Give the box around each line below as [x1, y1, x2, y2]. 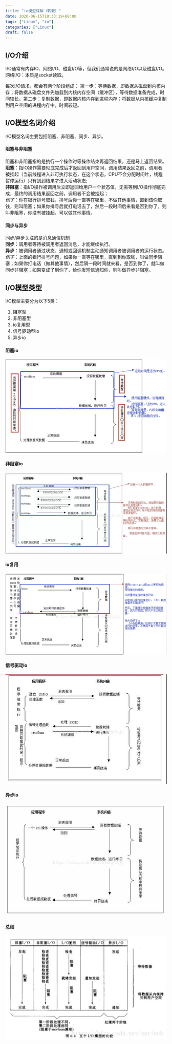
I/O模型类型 [5, 283, 42, 292]
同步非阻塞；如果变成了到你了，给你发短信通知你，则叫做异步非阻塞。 [5, 267, 154, 273]
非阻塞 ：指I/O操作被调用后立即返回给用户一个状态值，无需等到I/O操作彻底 [5, 184, 162, 190]
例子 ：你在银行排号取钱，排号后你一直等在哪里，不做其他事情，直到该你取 [5, 197, 162, 203]
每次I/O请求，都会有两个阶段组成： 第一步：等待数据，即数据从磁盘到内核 [5, 83, 161, 89]
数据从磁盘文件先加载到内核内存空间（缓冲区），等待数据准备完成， [18, 89, 160, 95]
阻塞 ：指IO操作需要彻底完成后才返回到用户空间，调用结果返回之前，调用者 [5, 164, 163, 170]
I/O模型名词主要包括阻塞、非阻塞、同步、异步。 [5, 133, 106, 139]
